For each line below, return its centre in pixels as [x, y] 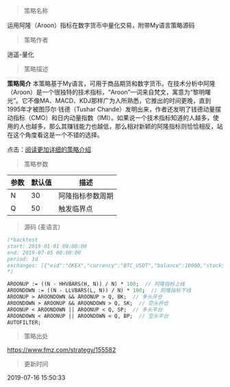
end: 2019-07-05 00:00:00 [44, 253]
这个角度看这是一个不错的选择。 [58, 135]
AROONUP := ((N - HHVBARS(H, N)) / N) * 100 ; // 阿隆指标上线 [96, 284]
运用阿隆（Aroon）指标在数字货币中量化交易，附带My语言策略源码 [101, 25]
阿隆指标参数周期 [86, 196]
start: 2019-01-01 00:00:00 [47, 246]
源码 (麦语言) [42, 227]
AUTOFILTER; [24, 322]
